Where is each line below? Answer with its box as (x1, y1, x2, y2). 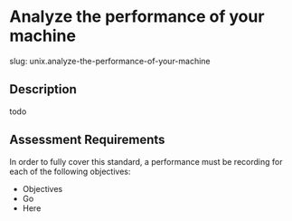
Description (9, 82, 77, 97)
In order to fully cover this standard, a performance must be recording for (9, 156, 283, 167)
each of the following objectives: (9, 166, 131, 177)
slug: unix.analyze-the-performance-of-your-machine (9, 55, 211, 66)
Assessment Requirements (9, 132, 165, 148)
